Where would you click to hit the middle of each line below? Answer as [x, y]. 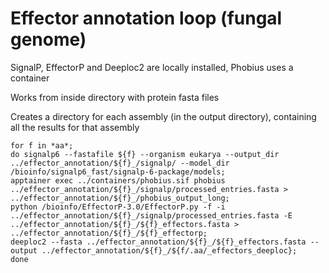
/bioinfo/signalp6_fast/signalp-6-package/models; [118, 172]
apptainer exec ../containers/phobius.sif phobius [118, 180]
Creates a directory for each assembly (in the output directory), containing [163, 116]
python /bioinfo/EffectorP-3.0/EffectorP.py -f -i [118, 207]
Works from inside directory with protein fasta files [115, 97]
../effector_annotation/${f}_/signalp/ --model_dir [120, 163]
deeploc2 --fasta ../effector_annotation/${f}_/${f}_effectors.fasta [158, 242]
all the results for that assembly [75, 127]
